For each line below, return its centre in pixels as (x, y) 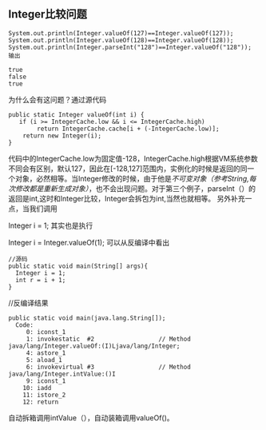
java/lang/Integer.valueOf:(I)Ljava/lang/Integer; (94, 346)
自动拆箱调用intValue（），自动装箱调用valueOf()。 (91, 417)
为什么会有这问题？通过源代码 (57, 99)
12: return (41, 402)
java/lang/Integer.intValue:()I (62, 374)
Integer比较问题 (48, 14)
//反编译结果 (29, 303)
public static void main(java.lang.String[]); (87, 318)
